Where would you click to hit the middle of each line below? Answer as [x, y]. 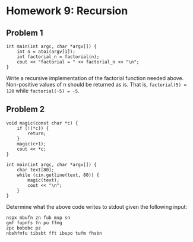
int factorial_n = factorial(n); [58, 57]
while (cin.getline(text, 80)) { [58, 175]
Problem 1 [25, 33]
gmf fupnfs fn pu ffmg [34, 223]
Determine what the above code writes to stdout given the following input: [97, 206]
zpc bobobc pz [24, 228]
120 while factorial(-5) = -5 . [43, 91]
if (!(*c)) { [33, 128]
